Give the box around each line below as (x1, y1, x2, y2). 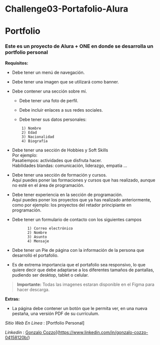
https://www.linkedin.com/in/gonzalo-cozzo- (58, 329, 148, 335)
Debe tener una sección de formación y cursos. (12, 172, 107, 178)
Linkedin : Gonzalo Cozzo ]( (5, 329, 59, 335)
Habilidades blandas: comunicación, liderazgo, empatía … (12, 163, 127, 168)
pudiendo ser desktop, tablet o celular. (12, 272, 89, 278)
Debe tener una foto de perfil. (19, 98, 78, 103)
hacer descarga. (16, 286, 50, 292)
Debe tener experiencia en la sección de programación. (12, 192, 123, 197)
